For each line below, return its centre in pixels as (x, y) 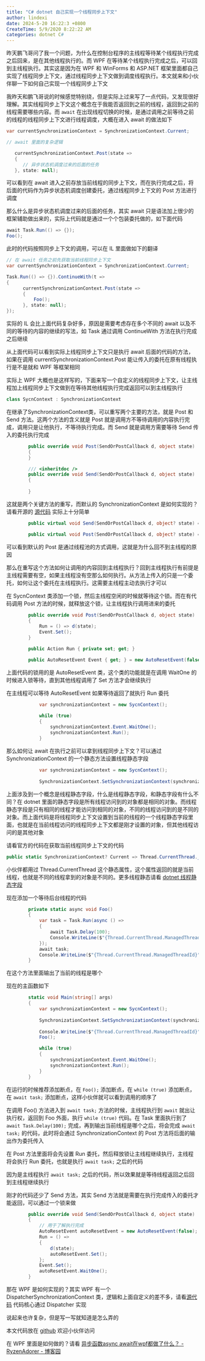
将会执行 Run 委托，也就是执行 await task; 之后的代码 (75, 1161)
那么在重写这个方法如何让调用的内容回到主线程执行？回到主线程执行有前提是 (103, 568)
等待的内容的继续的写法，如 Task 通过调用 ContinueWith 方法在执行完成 (107, 331)
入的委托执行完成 (28, 435)
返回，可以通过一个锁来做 (44, 1202)
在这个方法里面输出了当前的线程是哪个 (54, 973)
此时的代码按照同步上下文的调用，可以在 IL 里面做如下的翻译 (82, 249)
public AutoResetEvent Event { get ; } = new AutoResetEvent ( (108, 660)
